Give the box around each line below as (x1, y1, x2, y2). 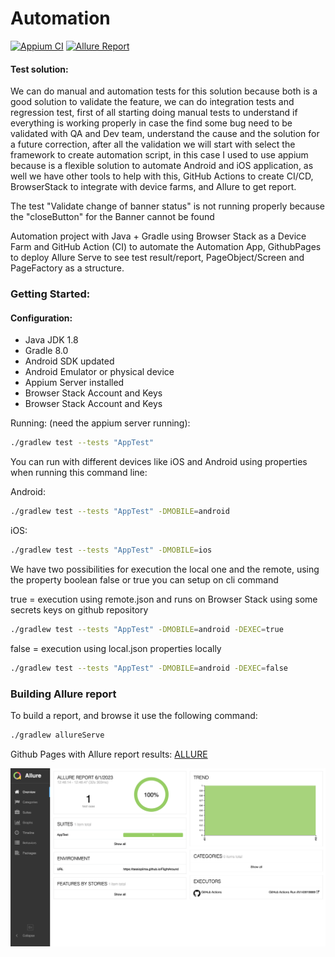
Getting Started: (10, 287, 91, 301)
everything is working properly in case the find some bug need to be (10, 117, 293, 129)
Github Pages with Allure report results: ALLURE (10, 748, 208, 760)
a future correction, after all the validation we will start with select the (10, 138, 296, 151)
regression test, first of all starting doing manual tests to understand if (10, 107, 298, 119)
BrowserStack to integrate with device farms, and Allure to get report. (10, 181, 297, 193)
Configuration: (10, 312, 73, 324)
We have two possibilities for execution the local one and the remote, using (10, 563, 320, 575)
